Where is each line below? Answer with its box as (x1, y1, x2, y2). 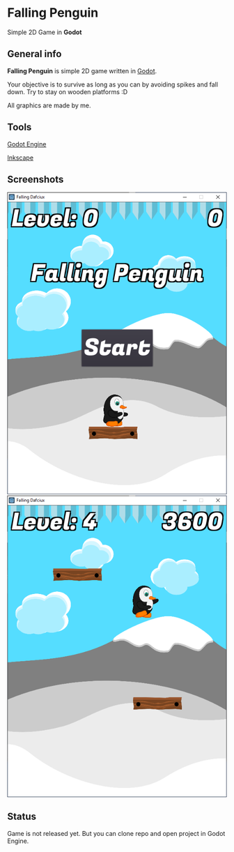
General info (7, 48, 62, 60)
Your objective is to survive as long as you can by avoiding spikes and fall (7, 80, 218, 89)
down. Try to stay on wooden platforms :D (7, 87, 128, 96)
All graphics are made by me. (7, 101, 92, 109)
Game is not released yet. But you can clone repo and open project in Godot (7, 829, 226, 837)
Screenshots (7, 173, 64, 185)
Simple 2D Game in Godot (7, 28, 82, 36)
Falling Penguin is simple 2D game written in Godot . (7, 66, 157, 75)
